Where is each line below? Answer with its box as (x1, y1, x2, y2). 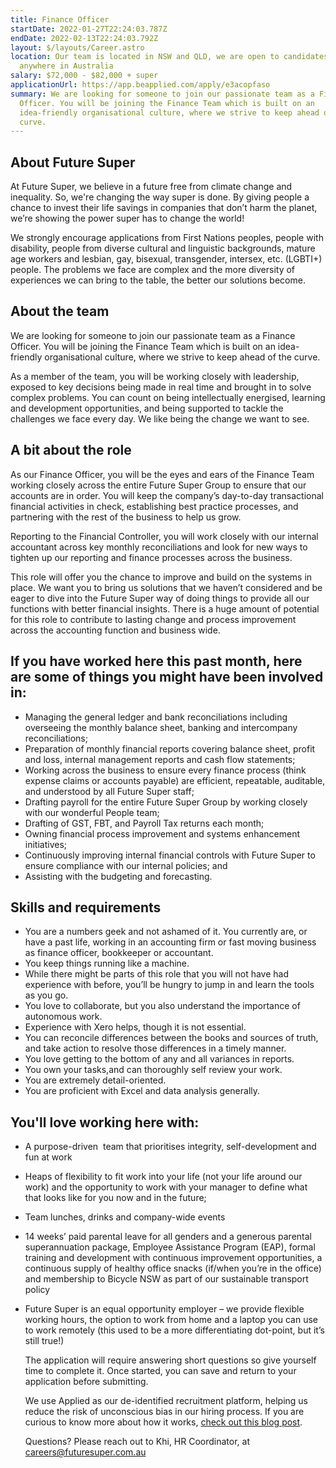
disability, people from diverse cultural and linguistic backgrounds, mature (10, 242, 316, 255)
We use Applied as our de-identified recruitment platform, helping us (24, 1395, 309, 1407)
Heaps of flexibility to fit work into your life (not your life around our (24, 1171, 303, 1183)
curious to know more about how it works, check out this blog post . (24, 1416, 303, 1428)
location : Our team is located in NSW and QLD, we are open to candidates (10, 52, 329, 62)
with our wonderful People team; (24, 806, 160, 818)
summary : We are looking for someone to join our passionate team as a (10, 89, 315, 99)
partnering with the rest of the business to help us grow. (10, 511, 242, 523)
